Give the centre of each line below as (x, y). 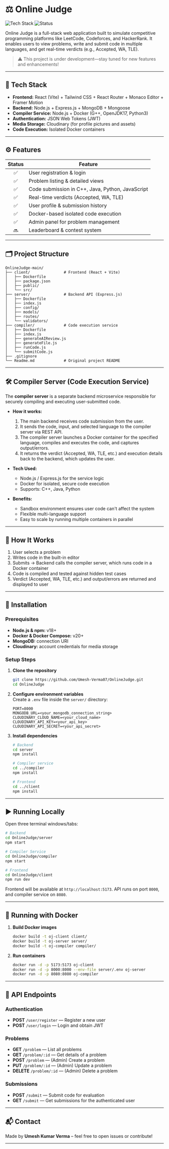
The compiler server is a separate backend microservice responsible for (80, 396)
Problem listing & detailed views (66, 181)
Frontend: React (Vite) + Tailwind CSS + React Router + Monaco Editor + (88, 97)
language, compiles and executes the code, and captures (79, 443)
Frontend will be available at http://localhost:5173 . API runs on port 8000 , (82, 889)
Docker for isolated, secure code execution (65, 484)
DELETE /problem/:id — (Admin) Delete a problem (65, 1071)
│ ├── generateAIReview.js (36, 339)
